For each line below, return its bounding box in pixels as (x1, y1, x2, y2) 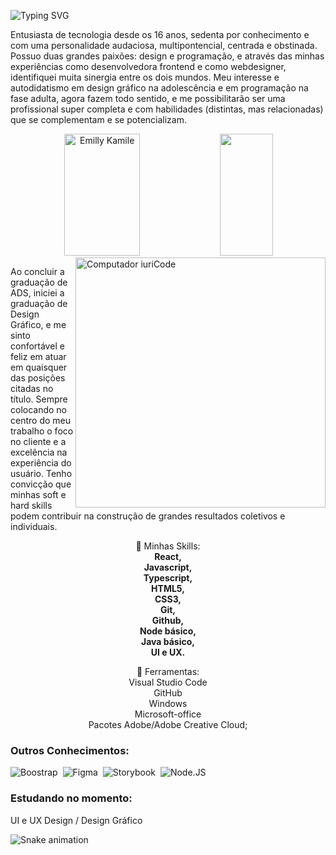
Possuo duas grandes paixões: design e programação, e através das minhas (10, 50, 325, 62)
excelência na (10, 446, 68, 458)
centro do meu (10, 415, 71, 426)
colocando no (10, 404, 68, 415)
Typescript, (143, 572, 193, 584)
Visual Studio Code (128, 676, 208, 688)
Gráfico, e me (10, 319, 67, 330)
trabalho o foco (10, 425, 74, 437)
